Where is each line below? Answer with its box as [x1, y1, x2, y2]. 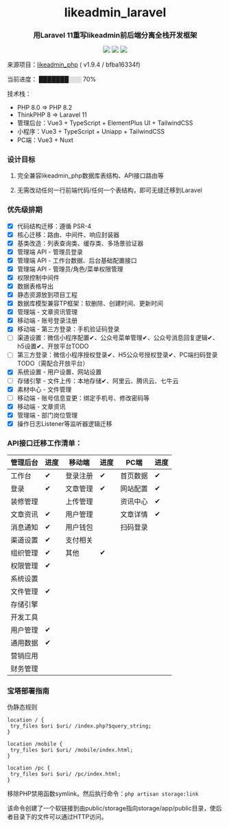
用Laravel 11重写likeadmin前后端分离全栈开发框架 [33, 30, 197, 40]
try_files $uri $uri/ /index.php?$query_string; [10, 723, 152, 730]
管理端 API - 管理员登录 [16, 248, 84, 256]
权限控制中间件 [16, 273, 60, 281]
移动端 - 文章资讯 [16, 402, 67, 411]
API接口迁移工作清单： [7, 438, 82, 448]
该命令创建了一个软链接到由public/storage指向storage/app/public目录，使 [7, 804, 216, 813]
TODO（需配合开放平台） [16, 359, 89, 368]
